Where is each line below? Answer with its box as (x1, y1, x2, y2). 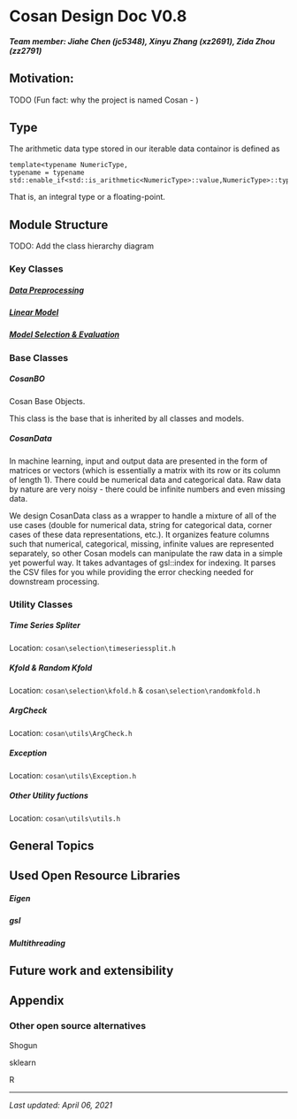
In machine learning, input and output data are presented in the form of (9, 456, 268, 466)
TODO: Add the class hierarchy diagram (9, 241, 155, 251)
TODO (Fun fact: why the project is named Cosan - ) (9, 95, 199, 105)
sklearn (9, 1057, 37, 1068)
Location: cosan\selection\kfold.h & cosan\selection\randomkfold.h (9, 685, 261, 695)
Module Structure (9, 217, 109, 232)
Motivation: (9, 71, 74, 86)
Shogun (9, 1039, 38, 1050)
